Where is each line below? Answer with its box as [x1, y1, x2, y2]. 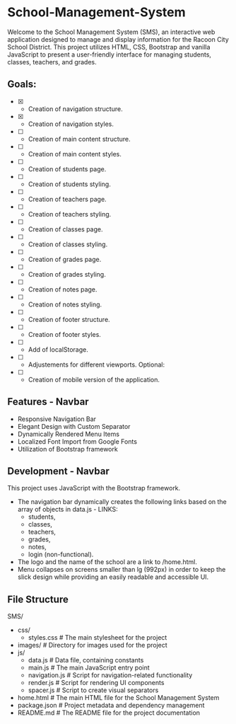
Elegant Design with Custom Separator [17, 422, 131, 430]
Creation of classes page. [28, 224, 103, 234]
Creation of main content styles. [28, 149, 122, 158]
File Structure [7, 593, 69, 605]
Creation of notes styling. [28, 300, 102, 309]
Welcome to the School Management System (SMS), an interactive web [7, 28, 216, 36]
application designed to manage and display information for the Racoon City [7, 35, 230, 43]
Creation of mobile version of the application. [28, 375, 160, 384]
